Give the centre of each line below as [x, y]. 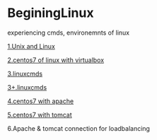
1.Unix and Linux [31, 46]
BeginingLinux [51, 13]
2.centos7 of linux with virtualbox [56, 60]
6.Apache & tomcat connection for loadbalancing [79, 128]
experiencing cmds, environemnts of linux [68, 33]
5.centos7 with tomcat [40, 115]
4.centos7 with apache [41, 101]
